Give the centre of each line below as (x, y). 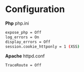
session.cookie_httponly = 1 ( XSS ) (43, 46)
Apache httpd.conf (25, 56)
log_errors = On (22, 37)
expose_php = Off (23, 32)
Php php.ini (17, 23)
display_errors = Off (28, 42)
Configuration (35, 9)
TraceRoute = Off (23, 65)
